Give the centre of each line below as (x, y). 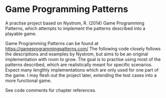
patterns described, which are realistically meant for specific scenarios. (79, 64)
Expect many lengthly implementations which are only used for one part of (82, 70)
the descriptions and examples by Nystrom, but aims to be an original (77, 54)
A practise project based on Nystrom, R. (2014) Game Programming (75, 23)
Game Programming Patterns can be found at (52, 43)
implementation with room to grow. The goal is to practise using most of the (83, 59)
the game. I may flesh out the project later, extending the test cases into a (81, 75)
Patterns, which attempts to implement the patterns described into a (75, 28)
